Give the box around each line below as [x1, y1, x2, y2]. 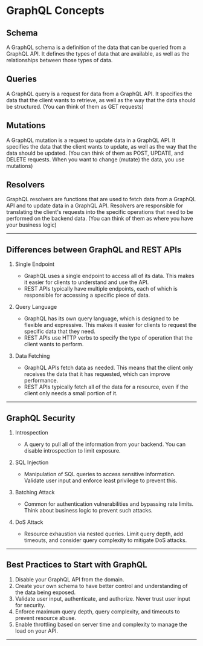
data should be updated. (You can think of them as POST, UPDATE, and [6, 149, 184, 157]
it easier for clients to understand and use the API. [24, 279, 149, 286]
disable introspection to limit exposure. [24, 447, 121, 454]
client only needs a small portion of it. [24, 390, 118, 397]
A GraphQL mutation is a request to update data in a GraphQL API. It [6, 137, 176, 144]
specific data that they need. [24, 328, 95, 335]
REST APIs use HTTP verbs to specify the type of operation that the [24, 334, 193, 341]
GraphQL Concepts [6, 4, 105, 18]
